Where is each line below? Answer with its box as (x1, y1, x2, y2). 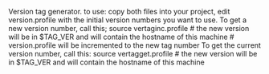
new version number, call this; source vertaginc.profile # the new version (8, 24, 250, 33)
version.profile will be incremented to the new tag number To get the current (8, 41, 261, 50)
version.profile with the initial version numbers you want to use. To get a (8, 15, 247, 25)
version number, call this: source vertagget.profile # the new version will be (8, 49, 258, 58)
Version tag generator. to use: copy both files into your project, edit (8, 7, 230, 16)
